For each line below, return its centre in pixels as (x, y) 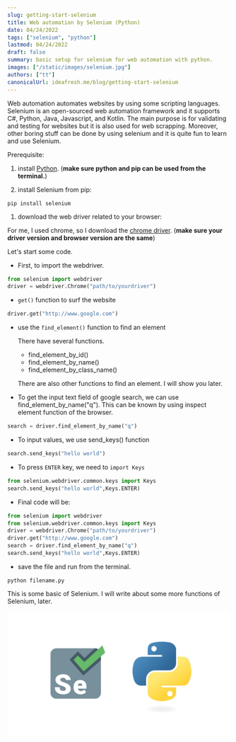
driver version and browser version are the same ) (81, 238)
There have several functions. (61, 341)
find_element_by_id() (58, 355)
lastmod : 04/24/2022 (38, 45)
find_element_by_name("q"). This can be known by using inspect (112, 405)
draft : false (26, 52)
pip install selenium (39, 203)
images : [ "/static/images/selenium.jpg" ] (69, 67)
